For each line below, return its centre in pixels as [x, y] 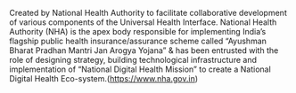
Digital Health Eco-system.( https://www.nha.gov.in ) [104, 78]
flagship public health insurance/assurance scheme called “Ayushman [138, 41]
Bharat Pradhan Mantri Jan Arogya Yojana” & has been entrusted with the [144, 50]
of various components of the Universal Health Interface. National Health [143, 22]
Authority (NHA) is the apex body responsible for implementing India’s [138, 31]
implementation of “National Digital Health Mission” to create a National [140, 69]
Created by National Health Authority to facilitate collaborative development [148, 13]
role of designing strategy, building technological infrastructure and [133, 60]
